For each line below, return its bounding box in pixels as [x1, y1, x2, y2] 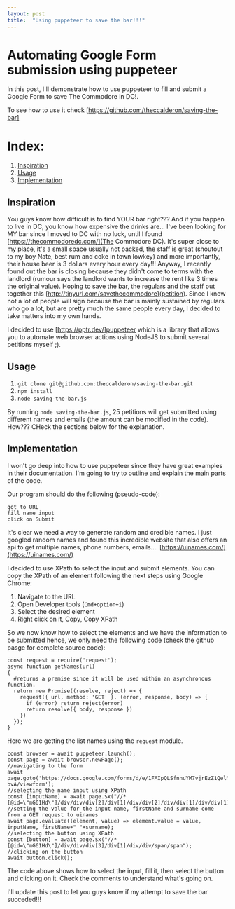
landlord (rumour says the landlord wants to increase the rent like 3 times [7, 275, 218, 283]
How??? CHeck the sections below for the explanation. [7, 423, 165, 431]
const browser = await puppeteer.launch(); [7, 750, 136, 757]
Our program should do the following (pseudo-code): [7, 490, 160, 498]
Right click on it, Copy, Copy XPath [17, 615, 118, 623]
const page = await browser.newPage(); [7, 756, 124, 763]
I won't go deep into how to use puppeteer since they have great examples [7, 461, 223, 470]
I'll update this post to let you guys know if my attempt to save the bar [7, 887, 208, 896]
